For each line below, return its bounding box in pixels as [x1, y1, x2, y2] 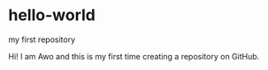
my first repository [8, 34, 76, 45]
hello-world [8, 5, 96, 25]
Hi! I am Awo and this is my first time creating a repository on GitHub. [8, 51, 260, 61]
